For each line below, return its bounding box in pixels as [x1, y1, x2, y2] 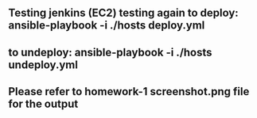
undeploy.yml [8, 58, 78, 71]
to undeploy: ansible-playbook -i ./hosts [8, 45, 212, 59]
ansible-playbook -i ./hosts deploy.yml [8, 19, 205, 32]
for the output [8, 97, 79, 111]
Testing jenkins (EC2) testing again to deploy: [8, 6, 239, 20]
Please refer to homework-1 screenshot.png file [8, 85, 250, 98]
